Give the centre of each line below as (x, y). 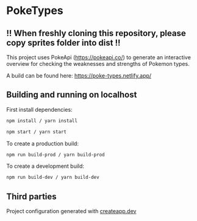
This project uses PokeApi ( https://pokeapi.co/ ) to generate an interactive (99, 57)
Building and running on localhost (72, 95)
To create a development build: (45, 166)
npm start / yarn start (37, 132)
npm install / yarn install (42, 121)
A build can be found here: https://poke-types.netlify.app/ (79, 76)
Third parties (31, 196)
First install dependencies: (39, 109)
